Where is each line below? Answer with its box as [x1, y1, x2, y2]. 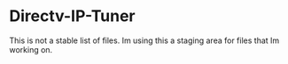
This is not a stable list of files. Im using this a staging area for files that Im [9, 35, 280, 46]
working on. [9, 44, 53, 54]
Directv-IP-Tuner [9, 6, 136, 26]
